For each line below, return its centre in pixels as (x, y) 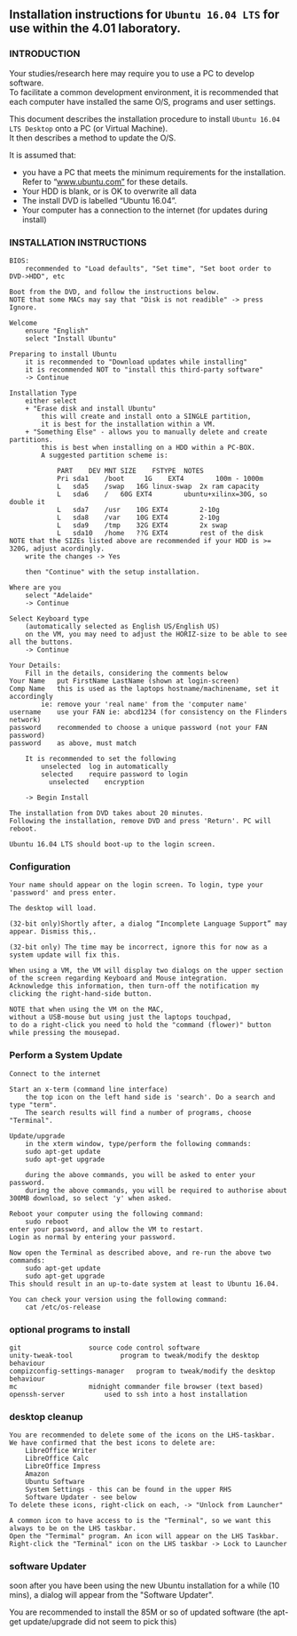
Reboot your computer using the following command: (106, 1214)
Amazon (37, 1474)
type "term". (33, 1105)
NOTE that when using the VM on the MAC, (87, 1010)
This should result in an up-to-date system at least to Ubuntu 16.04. (144, 1284)
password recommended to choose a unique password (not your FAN (138, 727)
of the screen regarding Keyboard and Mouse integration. (118, 978)
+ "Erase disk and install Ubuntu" (91, 408)
